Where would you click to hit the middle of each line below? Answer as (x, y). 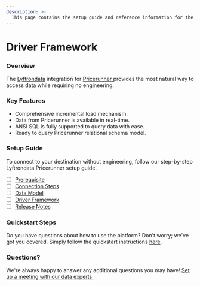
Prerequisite (30, 179)
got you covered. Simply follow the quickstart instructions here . (84, 242)
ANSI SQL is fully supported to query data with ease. (80, 127)
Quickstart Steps (31, 222)
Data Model (29, 193)
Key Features (26, 101)
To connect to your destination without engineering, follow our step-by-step (99, 161)
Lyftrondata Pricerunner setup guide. (52, 168)
